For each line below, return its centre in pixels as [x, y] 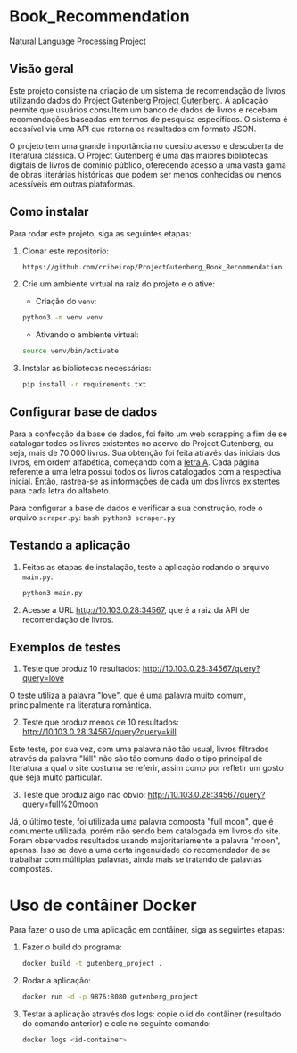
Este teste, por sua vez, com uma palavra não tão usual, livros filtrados [139, 749]
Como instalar [49, 212]
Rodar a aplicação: [57, 981]
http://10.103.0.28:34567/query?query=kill [99, 732]
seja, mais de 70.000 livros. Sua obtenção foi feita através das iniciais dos [145, 452]
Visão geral [41, 69]
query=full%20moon [60, 804]
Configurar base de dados [83, 412]
